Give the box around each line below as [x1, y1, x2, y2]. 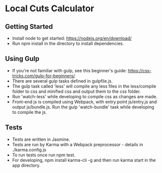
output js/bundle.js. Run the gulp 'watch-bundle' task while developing [12, 104, 155, 110]
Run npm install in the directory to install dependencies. [12, 41, 124, 46]
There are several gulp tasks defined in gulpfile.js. [12, 78, 113, 84]
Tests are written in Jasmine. [12, 136, 70, 142]
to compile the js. [12, 109, 47, 115]
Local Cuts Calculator [5, 3, 94, 14]
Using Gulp [5, 55, 40, 63]
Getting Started [5, 22, 53, 31]
